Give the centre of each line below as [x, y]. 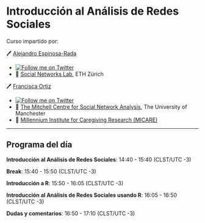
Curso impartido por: [33, 41]
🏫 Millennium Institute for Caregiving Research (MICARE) [86, 120]
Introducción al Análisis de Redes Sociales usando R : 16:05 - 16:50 [92, 195]
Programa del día [39, 145]
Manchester [30, 113]
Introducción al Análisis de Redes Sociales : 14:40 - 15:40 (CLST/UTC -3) [99, 159]
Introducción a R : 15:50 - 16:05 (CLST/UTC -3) [65, 183]
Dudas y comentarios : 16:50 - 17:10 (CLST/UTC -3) [71, 213]
